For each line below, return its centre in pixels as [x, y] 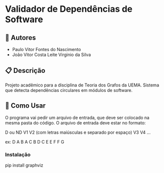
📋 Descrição [25, 71]
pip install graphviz [24, 165]
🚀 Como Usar [25, 106]
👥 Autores [21, 38]
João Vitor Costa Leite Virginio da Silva [52, 55]
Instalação [18, 154]
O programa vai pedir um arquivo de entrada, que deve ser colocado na [77, 117]
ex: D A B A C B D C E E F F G [35, 142]
